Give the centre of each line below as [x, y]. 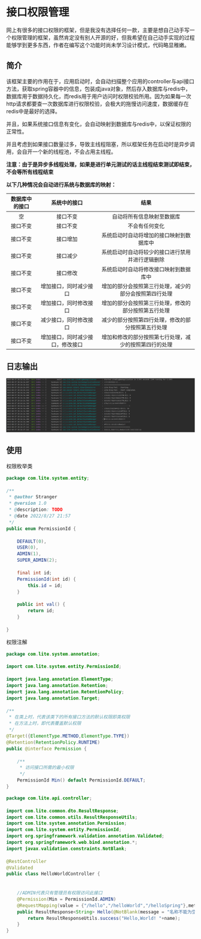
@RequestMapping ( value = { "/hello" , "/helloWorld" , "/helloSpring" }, [103, 905]
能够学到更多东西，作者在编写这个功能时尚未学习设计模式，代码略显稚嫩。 [98, 45]
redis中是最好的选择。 [33, 111]
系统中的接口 [67, 203]
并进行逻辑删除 [146, 260]
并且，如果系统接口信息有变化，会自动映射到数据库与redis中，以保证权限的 [99, 124]
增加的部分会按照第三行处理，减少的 [146, 286]
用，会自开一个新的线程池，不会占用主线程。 [61, 152]
